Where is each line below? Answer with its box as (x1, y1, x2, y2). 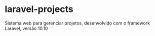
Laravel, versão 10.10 (5, 25, 48, 31)
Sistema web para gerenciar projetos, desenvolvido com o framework (5, 20, 150, 26)
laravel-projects (5, 3, 74, 15)
